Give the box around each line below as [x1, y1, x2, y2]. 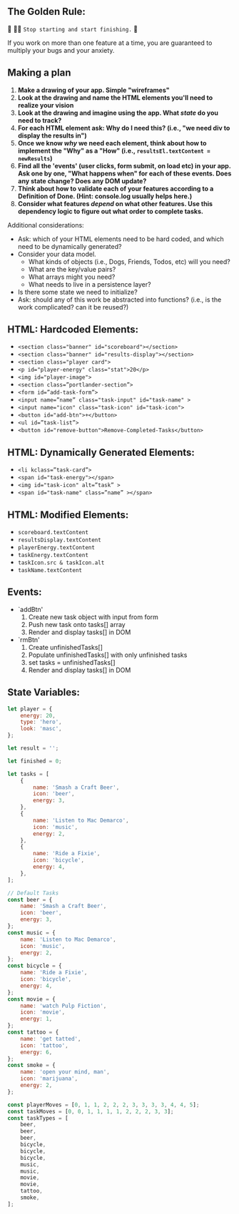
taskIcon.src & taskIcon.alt [17, 559, 105, 566]
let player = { [7, 705, 53, 713]
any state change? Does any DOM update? [17, 176, 147, 185]
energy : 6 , [20, 1049, 53, 1056]
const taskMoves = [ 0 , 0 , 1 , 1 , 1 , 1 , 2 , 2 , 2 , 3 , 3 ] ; [7, 1108, 174, 1115]
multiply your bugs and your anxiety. [7, 46, 115, 54]
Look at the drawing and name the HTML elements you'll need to [17, 93, 213, 102]
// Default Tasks [7, 889, 59, 897]
